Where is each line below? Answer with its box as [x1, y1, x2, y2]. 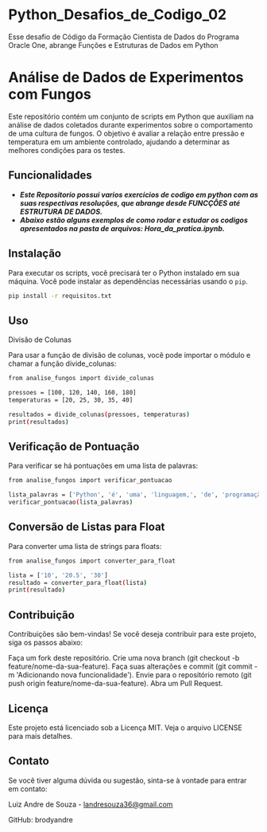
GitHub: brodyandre [8, 814, 73, 824]
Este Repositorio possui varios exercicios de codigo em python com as [19, 190, 258, 199]
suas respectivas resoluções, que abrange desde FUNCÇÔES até [19, 198, 241, 208]
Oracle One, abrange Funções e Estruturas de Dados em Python [8, 40, 219, 49]
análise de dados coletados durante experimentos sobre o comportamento [8, 120, 253, 129]
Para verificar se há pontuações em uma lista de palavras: [8, 461, 199, 471]
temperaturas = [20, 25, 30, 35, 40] [8, 396, 133, 404]
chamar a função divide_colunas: [8, 359, 117, 368]
